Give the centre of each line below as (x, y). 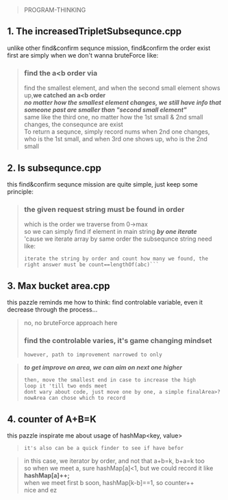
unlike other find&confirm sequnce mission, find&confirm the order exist (109, 48)
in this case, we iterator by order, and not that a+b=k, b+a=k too (114, 461)
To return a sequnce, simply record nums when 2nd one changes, (117, 132)
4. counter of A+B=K (52, 419)
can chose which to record (87, 398)
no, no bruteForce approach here (71, 323)
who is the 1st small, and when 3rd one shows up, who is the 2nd (115, 139)
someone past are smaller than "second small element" (105, 110)
